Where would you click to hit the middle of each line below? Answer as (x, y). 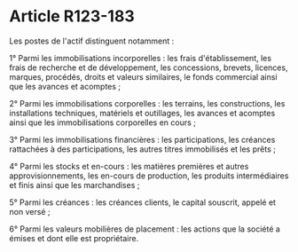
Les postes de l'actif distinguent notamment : (92, 41)
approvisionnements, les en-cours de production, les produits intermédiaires (149, 176)
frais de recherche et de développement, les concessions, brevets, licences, (149, 67)
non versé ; (30, 211)
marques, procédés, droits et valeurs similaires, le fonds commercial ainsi (143, 76)
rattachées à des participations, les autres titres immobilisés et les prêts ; (143, 149)
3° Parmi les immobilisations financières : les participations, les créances (142, 139)
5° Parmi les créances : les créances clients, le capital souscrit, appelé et (143, 202)
